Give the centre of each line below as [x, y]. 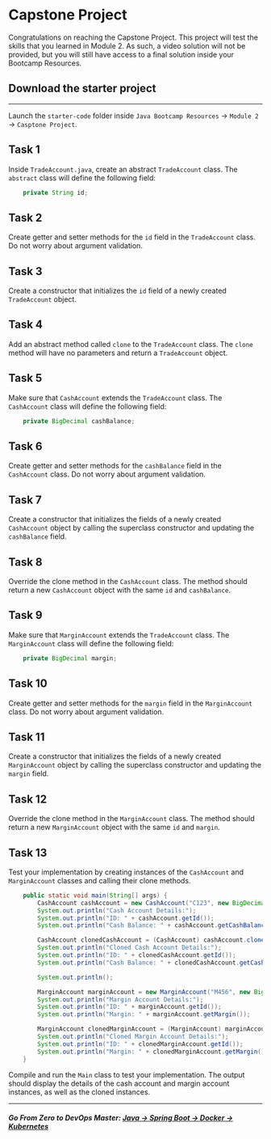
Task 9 [25, 615]
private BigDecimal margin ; [70, 658]
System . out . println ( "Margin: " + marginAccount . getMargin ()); [144, 1014]
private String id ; [56, 193]
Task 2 [25, 217]
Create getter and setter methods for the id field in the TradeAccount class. [132, 237]
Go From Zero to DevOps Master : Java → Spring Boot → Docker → [121, 1118]
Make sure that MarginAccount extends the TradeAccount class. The [119, 635]
